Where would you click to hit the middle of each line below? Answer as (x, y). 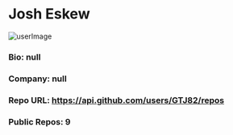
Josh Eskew (49, 14)
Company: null (37, 79)
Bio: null (25, 57)
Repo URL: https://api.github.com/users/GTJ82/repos (116, 100)
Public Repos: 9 (40, 121)
